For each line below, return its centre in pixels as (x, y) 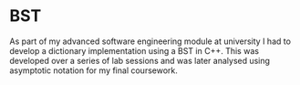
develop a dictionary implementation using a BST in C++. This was (134, 50)
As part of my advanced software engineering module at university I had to (150, 41)
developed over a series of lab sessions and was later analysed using (140, 60)
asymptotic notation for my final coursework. (93, 70)
